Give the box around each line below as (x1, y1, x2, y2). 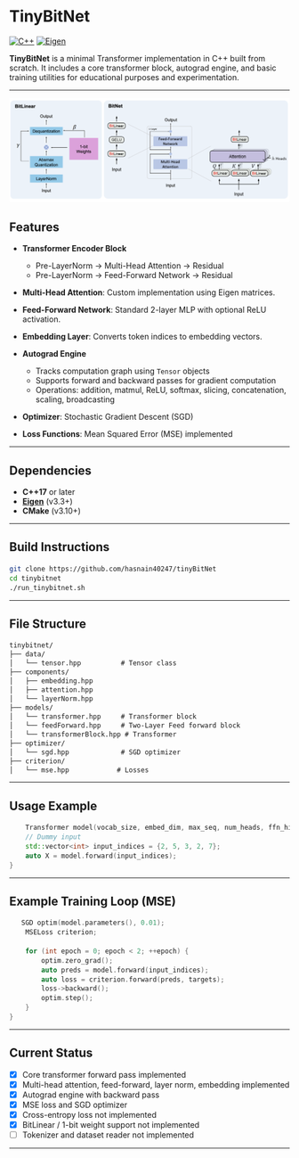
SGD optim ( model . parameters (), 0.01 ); (20, 918, 166, 928)
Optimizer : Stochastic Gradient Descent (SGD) (21, 412, 194, 423)
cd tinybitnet (9, 573, 62, 583)
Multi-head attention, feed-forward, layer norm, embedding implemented (21, 1079, 290, 1089)
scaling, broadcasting (35, 394, 116, 405)
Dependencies (9, 463, 92, 478)
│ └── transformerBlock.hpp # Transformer (9, 730, 177, 739)
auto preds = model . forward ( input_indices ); (41, 965, 209, 974)
